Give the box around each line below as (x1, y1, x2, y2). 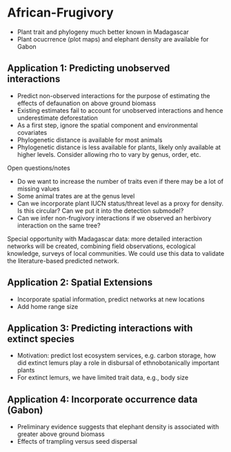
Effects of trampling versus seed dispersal (17, 437, 138, 446)
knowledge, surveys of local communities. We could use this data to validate (7, 249, 225, 257)
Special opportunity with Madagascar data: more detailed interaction (7, 234, 202, 243)
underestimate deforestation (17, 113, 98, 122)
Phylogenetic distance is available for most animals (17, 135, 163, 144)
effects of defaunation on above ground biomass (17, 99, 157, 107)
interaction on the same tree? (17, 221, 101, 229)
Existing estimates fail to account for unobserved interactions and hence (17, 106, 223, 115)
